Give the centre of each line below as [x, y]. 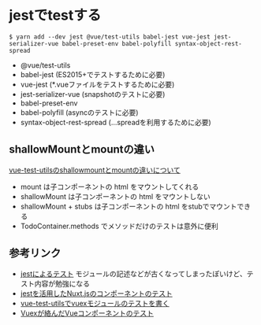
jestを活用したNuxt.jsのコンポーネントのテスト [96, 293]
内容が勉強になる [62, 283]
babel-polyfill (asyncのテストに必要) [79, 112]
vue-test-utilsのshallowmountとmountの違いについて [95, 170]
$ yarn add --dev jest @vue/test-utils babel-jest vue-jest [110, 37]
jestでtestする [55, 15]
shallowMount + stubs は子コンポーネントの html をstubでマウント [129, 206]
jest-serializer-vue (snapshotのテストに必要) [93, 94]
